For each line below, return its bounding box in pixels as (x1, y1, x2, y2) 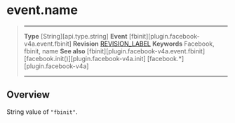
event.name (6, 2, 79, 18)
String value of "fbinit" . (6, 108, 78, 116)
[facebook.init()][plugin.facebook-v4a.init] (23, 54, 146, 63)
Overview (6, 89, 51, 101)
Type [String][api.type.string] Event (23, 32, 128, 40)
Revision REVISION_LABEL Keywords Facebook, (72, 39, 215, 48)
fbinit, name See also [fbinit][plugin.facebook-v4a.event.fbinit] (23, 46, 206, 55)
